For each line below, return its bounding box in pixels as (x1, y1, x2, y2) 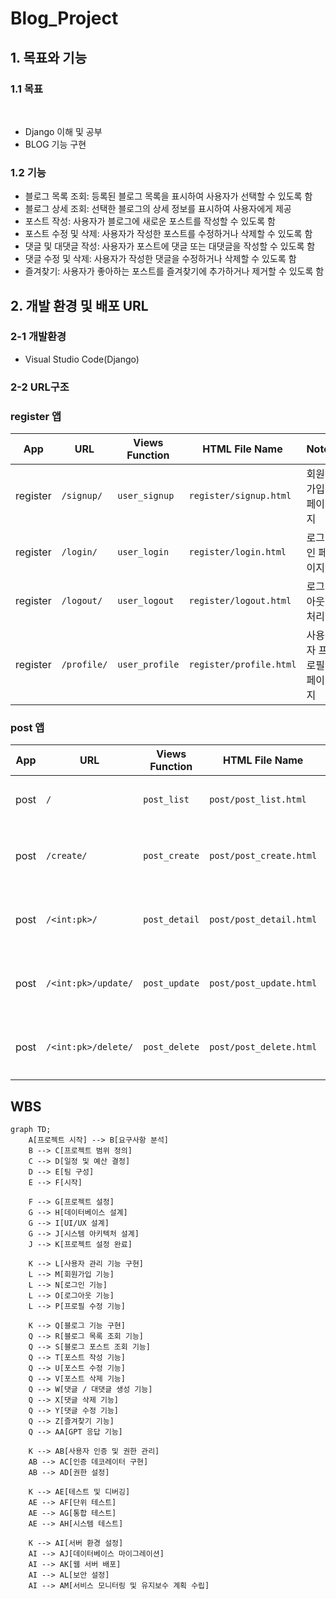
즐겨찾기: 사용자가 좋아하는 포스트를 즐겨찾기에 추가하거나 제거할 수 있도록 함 (24, 265, 325, 277)
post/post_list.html (209, 794, 307, 806)
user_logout (117, 595, 175, 607)
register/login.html (188, 547, 287, 558)
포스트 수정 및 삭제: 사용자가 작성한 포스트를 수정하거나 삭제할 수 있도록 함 (24, 228, 313, 240)
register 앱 (10, 409, 62, 423)
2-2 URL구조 (10, 380, 70, 394)
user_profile (117, 659, 180, 671)
